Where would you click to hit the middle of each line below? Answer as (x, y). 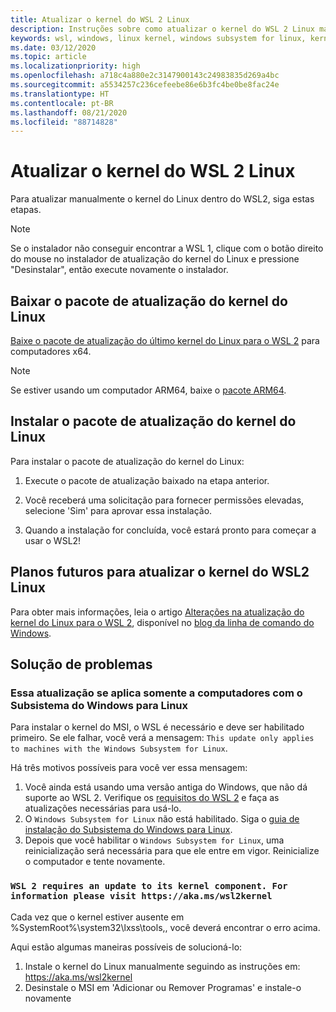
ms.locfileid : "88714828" (64, 122)
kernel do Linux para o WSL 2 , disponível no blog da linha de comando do (162, 622)
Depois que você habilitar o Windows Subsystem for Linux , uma (154, 840)
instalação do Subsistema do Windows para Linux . (128, 830)
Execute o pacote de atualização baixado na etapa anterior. (147, 480)
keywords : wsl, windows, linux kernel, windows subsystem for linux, (158, 38)
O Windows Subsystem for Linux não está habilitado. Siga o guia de (162, 819)
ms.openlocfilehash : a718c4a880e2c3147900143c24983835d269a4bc (145, 76)
